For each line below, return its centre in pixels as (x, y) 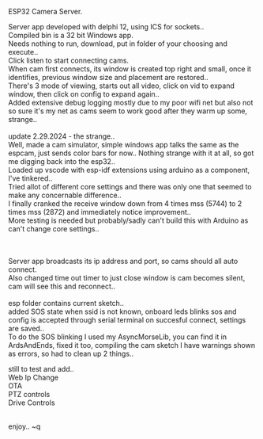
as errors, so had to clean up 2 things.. (71, 353)
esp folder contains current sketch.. (66, 303)
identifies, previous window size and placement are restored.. (108, 77)
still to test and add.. (41, 369)
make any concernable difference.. (65, 195)
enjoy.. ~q (24, 426)
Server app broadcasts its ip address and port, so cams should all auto (123, 261)
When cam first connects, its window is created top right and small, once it (130, 69)
